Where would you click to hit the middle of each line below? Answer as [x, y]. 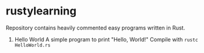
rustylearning [41, 11]
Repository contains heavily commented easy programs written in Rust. [96, 28]
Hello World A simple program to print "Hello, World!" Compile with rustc [106, 39]
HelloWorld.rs [32, 45]
